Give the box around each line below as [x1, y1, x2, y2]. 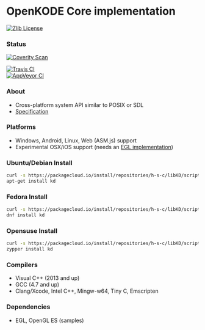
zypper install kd [6, 246, 53, 252]
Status [6, 40, 26, 48]
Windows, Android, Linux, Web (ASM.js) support [15, 136, 137, 144]
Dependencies [6, 302, 51, 311]
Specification [15, 108, 49, 115]
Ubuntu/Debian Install [6, 158, 73, 167]
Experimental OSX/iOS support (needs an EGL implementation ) [15, 143, 174, 150]
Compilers [6, 260, 38, 269]
